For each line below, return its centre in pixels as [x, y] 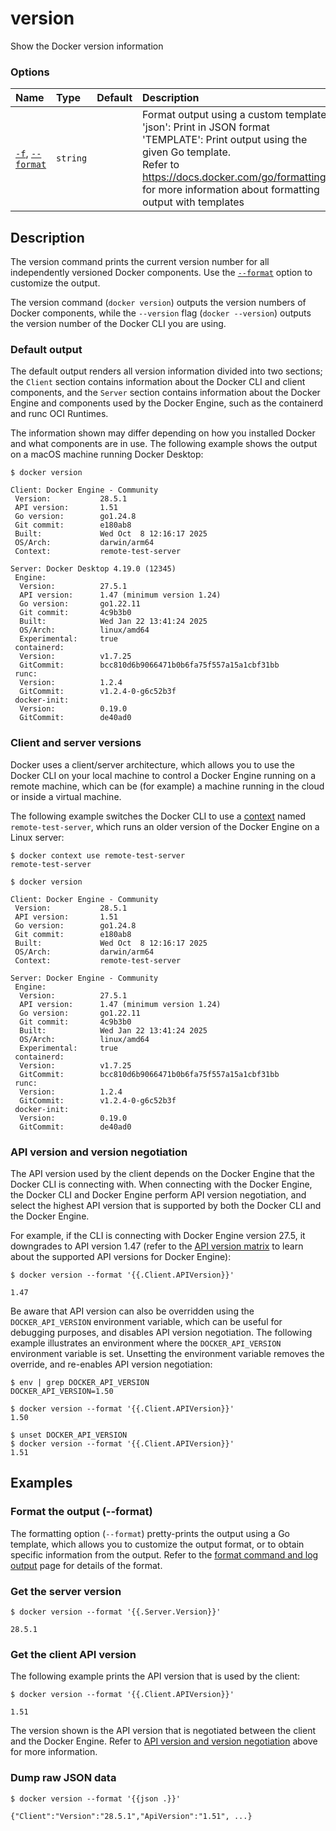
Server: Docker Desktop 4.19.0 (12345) [93, 569]
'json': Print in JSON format [206, 127]
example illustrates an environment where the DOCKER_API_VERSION [146, 1343]
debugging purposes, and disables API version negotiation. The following [161, 1332]
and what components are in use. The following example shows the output [164, 444]
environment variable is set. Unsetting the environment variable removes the [167, 1353]
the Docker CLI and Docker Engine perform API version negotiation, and [158, 1194]
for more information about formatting [231, 190]
